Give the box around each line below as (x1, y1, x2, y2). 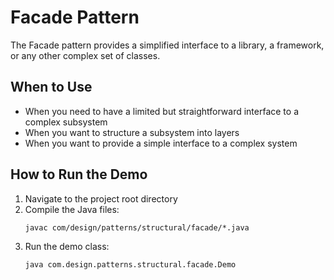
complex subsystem (24, 116, 108, 128)
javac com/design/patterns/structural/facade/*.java (24, 222, 250, 233)
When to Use (10, 79, 93, 96)
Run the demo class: (24, 240, 110, 252)
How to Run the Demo (10, 166, 148, 183)
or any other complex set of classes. (10, 49, 161, 61)
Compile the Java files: (24, 203, 120, 215)
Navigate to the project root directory (24, 192, 178, 205)
